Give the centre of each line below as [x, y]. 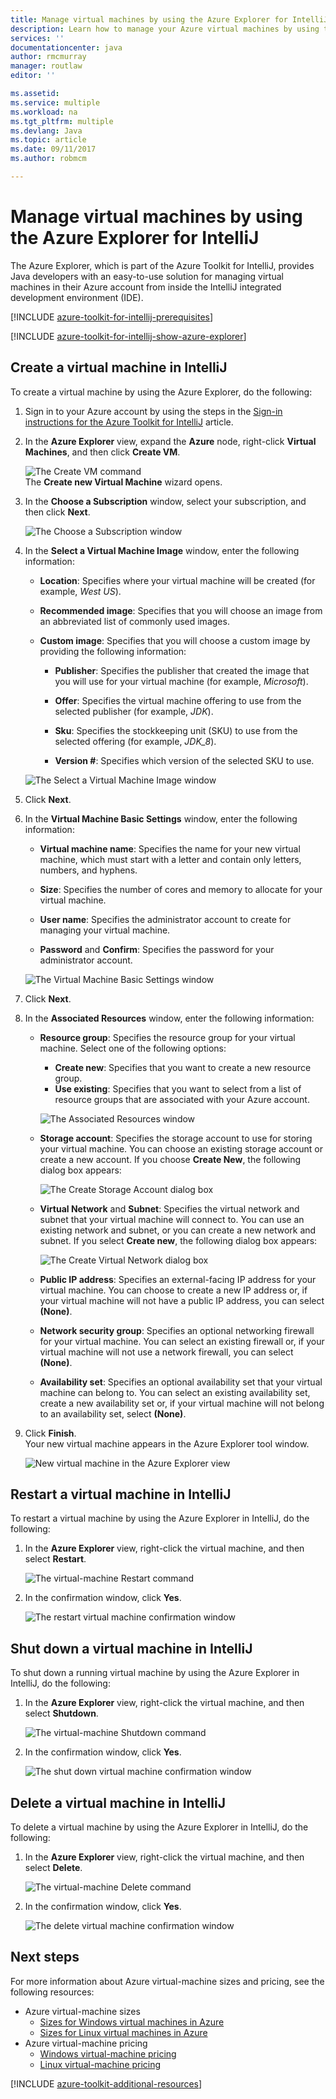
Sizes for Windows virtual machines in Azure [132, 2022]
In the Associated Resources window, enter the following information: [169, 1018]
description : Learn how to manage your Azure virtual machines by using [165, 29]
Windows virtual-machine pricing [108, 2053]
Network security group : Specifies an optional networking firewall [177, 1330]
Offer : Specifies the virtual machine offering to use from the [178, 700]
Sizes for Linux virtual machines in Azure [123, 2032]
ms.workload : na [44, 112]
